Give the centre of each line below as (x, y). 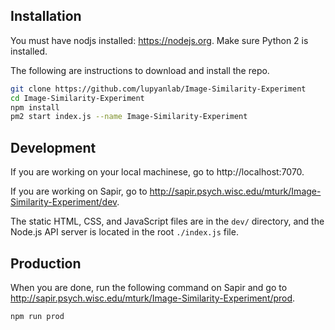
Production (46, 263)
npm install (35, 107)
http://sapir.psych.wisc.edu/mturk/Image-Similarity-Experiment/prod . (153, 298)
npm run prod (37, 316)
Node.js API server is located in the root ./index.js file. (124, 232)
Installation (46, 16)
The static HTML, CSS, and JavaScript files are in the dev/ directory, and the (167, 221)
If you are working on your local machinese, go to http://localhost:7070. (157, 172)
